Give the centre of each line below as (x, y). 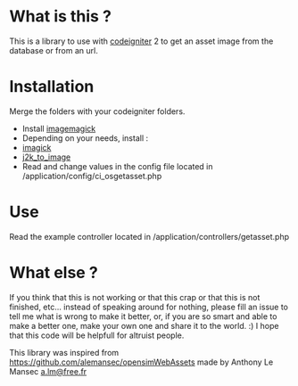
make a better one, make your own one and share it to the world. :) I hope (144, 325)
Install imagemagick (59, 128)
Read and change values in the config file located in (117, 166)
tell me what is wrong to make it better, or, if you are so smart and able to (143, 316)
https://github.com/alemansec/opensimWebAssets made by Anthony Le (141, 362)
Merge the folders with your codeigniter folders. (97, 111)
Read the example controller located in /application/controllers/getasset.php (149, 236)
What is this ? (60, 16)
